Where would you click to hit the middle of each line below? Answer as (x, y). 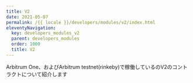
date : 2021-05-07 (27, 17)
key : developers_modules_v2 (46, 33)
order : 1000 (26, 44)
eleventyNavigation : (31, 28)
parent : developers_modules (46, 39)
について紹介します (44, 74)
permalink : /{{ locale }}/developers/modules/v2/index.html (81, 22)
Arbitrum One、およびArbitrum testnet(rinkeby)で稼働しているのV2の (89, 67)
